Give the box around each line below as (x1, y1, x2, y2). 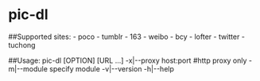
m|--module (8, 64, 48, 73)
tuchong (8, 40, 36, 49)
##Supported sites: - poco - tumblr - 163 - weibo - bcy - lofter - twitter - (8, 32, 245, 41)
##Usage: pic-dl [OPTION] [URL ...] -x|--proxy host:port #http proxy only (8, 56, 247, 65)
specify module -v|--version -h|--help (49, 64, 175, 73)
